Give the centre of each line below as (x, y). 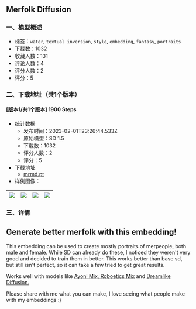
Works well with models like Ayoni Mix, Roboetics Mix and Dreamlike (88, 276)
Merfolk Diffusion (39, 10)
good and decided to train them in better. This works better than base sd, (94, 258)
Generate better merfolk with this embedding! (91, 232)
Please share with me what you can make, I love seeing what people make (96, 293)
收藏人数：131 (31, 56)
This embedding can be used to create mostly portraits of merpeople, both (96, 246)
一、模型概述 (24, 28)
